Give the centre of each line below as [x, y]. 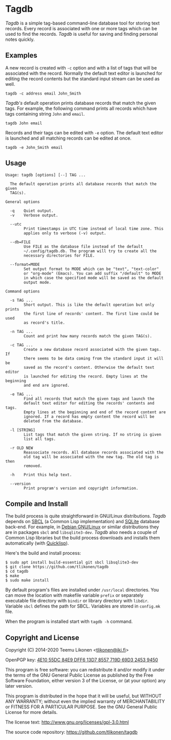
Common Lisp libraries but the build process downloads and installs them [83, 538]
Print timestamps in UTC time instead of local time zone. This [94, 229]
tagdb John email [24, 123]
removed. [33, 466]
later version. [19, 686]
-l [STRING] [23, 430]
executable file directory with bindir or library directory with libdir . [77, 601]
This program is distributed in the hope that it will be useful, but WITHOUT [83, 696]
